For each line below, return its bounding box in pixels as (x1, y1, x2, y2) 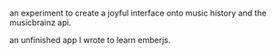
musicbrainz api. (9, 17, 72, 28)
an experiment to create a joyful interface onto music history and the (9, 8, 267, 18)
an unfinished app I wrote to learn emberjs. (9, 35, 171, 45)
